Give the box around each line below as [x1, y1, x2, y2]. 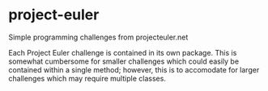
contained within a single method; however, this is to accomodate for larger [8, 64, 260, 74]
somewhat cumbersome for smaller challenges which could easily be [8, 56, 240, 66]
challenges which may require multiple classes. [8, 73, 166, 83]
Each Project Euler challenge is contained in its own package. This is [8, 48, 237, 57]
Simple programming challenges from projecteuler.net [8, 32, 189, 42]
